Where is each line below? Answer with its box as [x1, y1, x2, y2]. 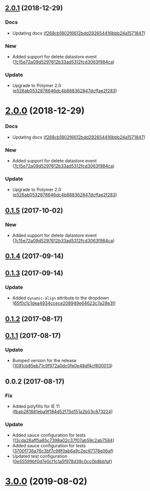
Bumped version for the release [12, 358, 76, 364]
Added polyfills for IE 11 [12, 403, 60, 409]
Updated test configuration [12, 453, 68, 459]
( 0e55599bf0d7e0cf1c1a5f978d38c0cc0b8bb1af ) [12, 458, 112, 465]
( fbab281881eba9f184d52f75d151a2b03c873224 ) [12, 408, 113, 414]
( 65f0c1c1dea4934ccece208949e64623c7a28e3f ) [12, 300, 116, 306]
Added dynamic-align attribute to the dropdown [12, 295, 110, 301]
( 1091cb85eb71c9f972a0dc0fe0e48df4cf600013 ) [12, 363, 112, 369]
